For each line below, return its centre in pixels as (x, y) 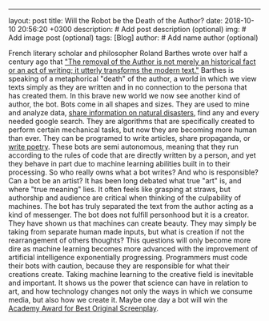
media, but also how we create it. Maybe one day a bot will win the (118, 300)
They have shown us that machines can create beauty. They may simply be (132, 223)
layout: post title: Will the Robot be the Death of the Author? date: (116, 20)
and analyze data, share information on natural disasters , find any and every (134, 112)
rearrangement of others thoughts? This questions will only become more (130, 240)
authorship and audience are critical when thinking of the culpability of (125, 198)
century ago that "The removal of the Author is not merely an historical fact (132, 62)
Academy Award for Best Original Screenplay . (83, 308)
